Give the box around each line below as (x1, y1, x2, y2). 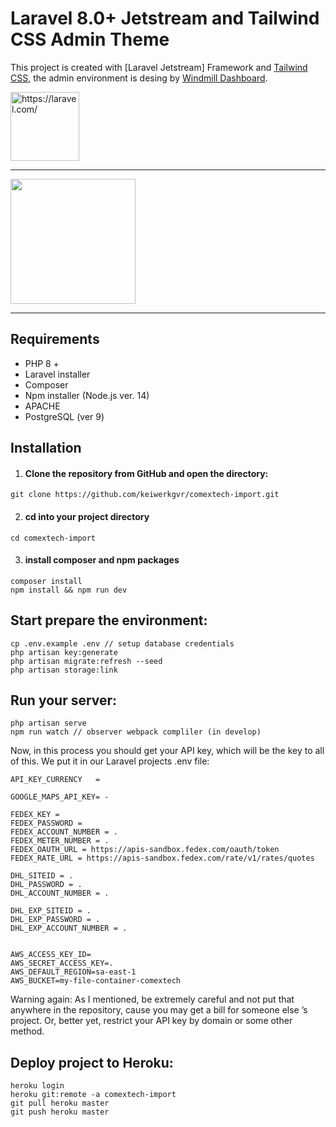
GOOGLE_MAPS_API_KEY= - (10, 792, 110, 802)
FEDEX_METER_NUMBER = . (10, 836, 110, 846)
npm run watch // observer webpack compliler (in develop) (10, 727, 262, 737)
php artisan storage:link (10, 665, 118, 675)
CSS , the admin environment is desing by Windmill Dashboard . (10, 72, 268, 84)
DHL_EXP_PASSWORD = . (10, 915, 101, 925)
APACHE (24, 400, 61, 412)
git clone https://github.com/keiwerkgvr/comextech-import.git (10, 490, 280, 500)
